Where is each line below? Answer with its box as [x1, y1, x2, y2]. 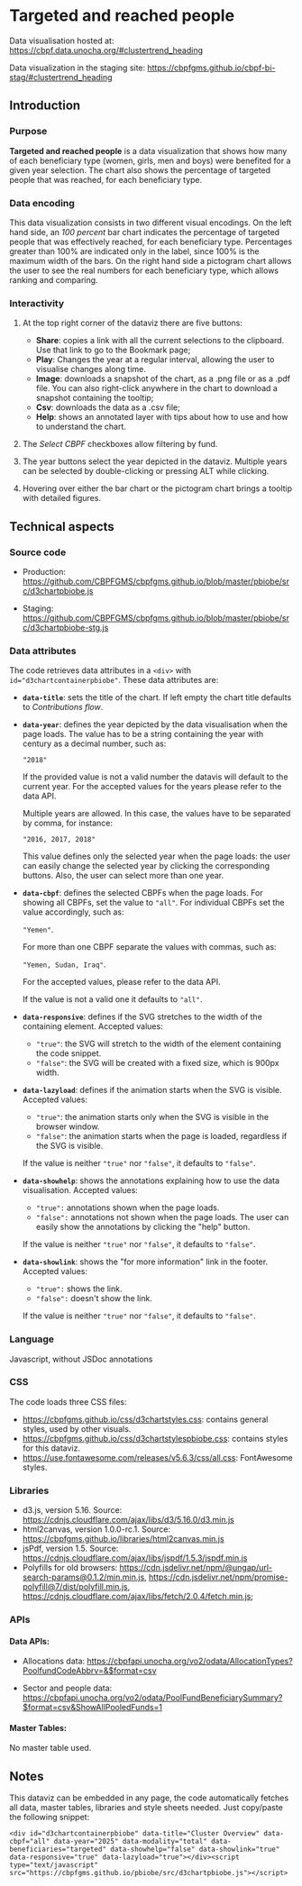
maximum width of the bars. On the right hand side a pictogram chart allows [9, 255, 292, 266]
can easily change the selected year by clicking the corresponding [22, 861, 270, 871]
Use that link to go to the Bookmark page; [35, 344, 191, 356]
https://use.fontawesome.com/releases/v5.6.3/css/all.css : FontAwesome [22, 1452, 293, 1462]
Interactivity [9, 296, 65, 309]
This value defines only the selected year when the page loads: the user [22, 851, 291, 861]
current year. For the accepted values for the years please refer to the [22, 781, 282, 792]
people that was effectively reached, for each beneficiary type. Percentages [9, 236, 293, 247]
